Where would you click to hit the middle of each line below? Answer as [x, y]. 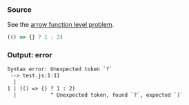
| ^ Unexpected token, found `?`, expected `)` [99, 95]
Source [20, 10]
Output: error [30, 55]
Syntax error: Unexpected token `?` [60, 69]
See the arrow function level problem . [61, 25]
